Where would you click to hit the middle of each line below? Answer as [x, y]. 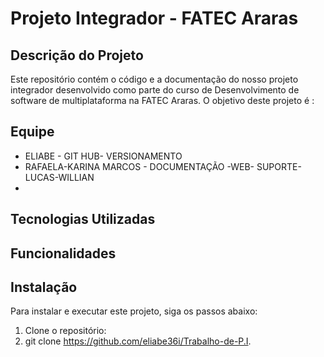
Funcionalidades [63, 253]
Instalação [44, 287]
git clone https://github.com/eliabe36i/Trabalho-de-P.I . [138, 341]
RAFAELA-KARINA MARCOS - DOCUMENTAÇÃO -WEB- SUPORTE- [163, 166]
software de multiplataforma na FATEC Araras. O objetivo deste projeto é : [162, 100]
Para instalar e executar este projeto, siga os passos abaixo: [134, 311]
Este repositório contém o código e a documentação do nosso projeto [154, 79]
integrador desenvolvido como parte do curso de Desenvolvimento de [155, 90]
